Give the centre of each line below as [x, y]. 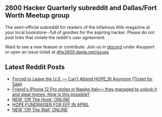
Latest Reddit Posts [35, 67]
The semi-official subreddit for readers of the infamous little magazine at [78, 27]
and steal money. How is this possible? [51, 94]
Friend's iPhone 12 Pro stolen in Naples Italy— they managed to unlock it [84, 89]
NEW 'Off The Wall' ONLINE [40, 110]
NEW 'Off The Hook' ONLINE [41, 99]
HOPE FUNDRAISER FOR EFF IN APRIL [50, 104]
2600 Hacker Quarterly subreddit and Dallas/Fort [81, 8]
